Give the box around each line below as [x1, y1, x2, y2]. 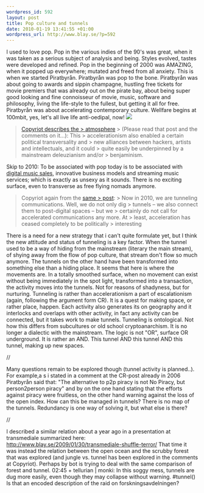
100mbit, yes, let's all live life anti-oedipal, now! [6, 114, 125, 121]
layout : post [6, 15, 40, 21]
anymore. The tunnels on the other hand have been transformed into [6, 258, 178, 265]
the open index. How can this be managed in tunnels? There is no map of [6, 398, 190, 405]
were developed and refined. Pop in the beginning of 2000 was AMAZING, [6, 61, 193, 69]
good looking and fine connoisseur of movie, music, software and [6, 94, 171, 101]
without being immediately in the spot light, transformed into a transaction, [6, 278, 194, 285]
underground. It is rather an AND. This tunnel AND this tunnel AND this [6, 335, 183, 343]
